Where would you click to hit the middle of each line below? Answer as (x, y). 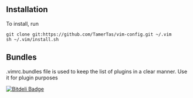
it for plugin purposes (32, 78)
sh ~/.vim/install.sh (33, 39)
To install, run (23, 23)
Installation (27, 10)
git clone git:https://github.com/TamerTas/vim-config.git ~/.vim (89, 34)
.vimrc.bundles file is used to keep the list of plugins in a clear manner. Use (97, 71)
